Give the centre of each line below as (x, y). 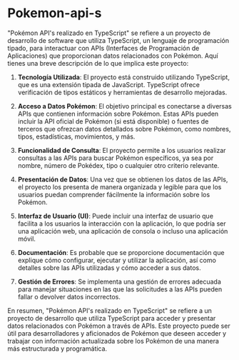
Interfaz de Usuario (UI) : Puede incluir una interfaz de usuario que (116, 216)
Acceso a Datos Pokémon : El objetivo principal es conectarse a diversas (124, 106)
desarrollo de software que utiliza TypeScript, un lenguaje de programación (118, 40)
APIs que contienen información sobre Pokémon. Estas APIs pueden (118, 114)
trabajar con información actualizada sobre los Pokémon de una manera (113, 341)
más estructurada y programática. (57, 349)
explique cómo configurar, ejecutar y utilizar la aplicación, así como (117, 260)
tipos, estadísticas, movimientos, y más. (76, 136)
